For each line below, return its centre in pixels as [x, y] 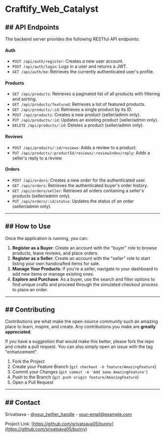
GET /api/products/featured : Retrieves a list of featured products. [79, 104]
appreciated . [18, 332]
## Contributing [30, 310]
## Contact [23, 402]
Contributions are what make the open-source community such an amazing [82, 321]
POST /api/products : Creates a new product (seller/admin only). [76, 115]
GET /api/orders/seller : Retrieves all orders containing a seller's [78, 190]
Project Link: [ [19, 424]
